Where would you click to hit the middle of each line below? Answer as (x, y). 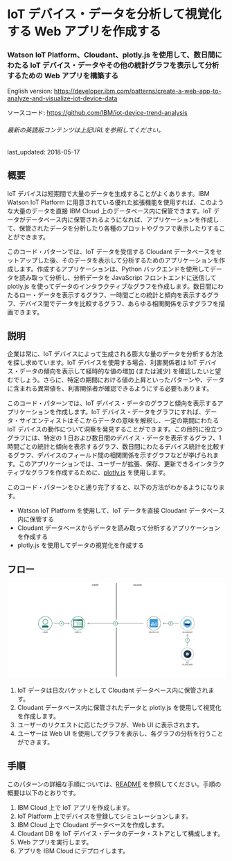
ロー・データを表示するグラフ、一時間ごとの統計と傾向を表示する (113, 294)
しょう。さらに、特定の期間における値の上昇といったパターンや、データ (122, 380)
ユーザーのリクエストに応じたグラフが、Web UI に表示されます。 (110, 725)
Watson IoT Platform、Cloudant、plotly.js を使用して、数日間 (111, 55)
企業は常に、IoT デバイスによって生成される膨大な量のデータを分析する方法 (115, 354)
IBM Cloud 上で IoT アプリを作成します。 (75, 807)
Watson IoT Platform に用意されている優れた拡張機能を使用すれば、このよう (116, 202)
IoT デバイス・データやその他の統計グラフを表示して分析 (125, 65)
